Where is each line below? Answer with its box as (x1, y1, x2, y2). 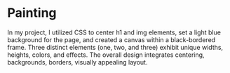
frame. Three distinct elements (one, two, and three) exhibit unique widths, (7, 43, 223, 51)
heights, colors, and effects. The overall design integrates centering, (7, 51, 205, 59)
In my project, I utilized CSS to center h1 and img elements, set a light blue (7, 28, 221, 36)
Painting (7, 5, 57, 21)
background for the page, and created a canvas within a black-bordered (7, 35, 216, 44)
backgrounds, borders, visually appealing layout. (7, 58, 148, 66)
